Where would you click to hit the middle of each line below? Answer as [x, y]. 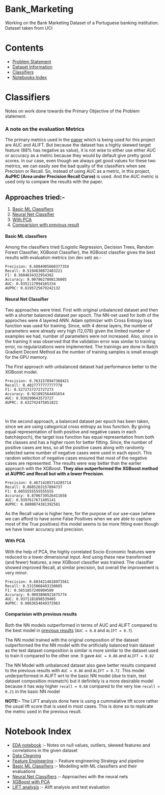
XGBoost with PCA [31, 782]
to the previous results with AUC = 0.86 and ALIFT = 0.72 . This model [75, 670]
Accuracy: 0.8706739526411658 [36, 496]
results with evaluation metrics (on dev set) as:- [53, 258]
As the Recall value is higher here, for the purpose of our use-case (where [80, 514]
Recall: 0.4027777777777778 [34, 385]
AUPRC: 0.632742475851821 [31, 403]
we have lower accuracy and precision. [45, 530]
